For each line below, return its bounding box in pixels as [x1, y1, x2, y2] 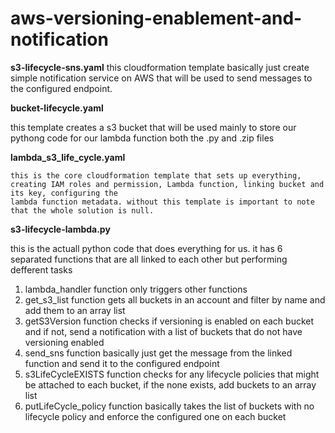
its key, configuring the [10, 188, 118, 198]
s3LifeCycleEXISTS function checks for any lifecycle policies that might [24, 368, 320, 380]
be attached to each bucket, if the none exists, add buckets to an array [24, 378, 317, 391]
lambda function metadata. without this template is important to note [10, 197, 315, 207]
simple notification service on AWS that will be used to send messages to [10, 72, 313, 84]
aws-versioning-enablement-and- [10, 7, 303, 30]
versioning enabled [24, 336, 105, 348]
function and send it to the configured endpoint [24, 357, 220, 369]
